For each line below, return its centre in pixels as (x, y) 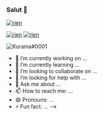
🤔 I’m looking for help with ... (51, 78)
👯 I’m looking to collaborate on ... (56, 71)
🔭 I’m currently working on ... (51, 58)
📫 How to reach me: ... (44, 91)
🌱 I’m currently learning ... (47, 65)
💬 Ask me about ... (38, 84)
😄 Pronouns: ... (35, 100)
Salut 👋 (17, 10)
